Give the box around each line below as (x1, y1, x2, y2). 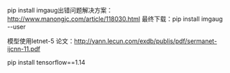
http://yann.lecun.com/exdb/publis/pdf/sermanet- (74, 37, 217, 45)
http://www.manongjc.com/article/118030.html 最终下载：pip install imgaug (7, 15, 223, 23)
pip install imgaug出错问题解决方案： (7, 6, 113, 14)
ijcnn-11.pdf (7, 44, 40, 53)
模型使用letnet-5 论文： (7, 37, 75, 45)
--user (7, 23, 26, 31)
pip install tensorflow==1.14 (7, 58, 86, 66)
